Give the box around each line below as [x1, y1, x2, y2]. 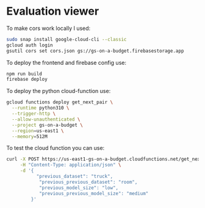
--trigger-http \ [12, 111, 56, 117]
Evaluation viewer [6, 4, 99, 18]
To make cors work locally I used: [6, 24, 91, 32]
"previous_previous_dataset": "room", [38, 179, 138, 185]
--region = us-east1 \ [12, 127, 64, 134]
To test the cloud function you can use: [6, 144, 105, 152]
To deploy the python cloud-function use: [6, 87, 111, 95]
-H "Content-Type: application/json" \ [20, 162, 121, 168]
